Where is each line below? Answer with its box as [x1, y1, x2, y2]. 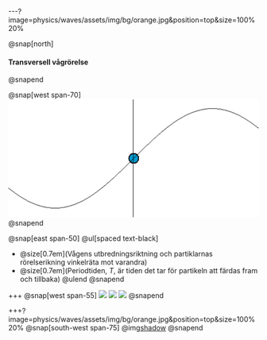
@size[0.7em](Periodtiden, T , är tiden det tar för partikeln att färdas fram [19, 266, 258, 276]
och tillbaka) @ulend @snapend [19, 274, 125, 284]
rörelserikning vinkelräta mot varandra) [19, 257, 148, 267]
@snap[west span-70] [8, 91, 81, 100]
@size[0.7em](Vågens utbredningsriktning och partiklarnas [19, 249, 213, 259]
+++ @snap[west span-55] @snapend [8, 291, 164, 300]
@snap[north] [8, 39, 54, 48]
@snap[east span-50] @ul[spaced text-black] [8, 234, 159, 243]
